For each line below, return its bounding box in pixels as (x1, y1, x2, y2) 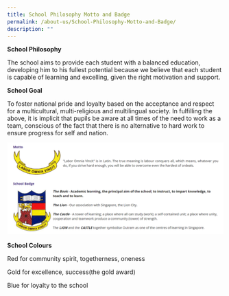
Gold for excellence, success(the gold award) (7, 268, 136, 276)
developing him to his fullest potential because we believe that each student (7, 66, 222, 74)
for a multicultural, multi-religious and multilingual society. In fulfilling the (7, 107, 213, 115)
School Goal (7, 87, 43, 95)
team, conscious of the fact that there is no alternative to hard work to (7, 122, 205, 130)
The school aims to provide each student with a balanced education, (7, 58, 201, 67)
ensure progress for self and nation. (7, 129, 108, 137)
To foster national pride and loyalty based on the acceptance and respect (7, 100, 215, 108)
